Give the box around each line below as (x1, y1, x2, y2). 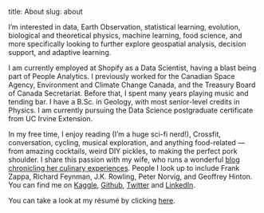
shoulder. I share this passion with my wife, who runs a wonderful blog (8, 155, 241, 164)
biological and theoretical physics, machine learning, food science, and (8, 31, 242, 40)
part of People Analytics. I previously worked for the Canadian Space (8, 72, 235, 81)
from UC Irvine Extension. (8, 114, 93, 123)
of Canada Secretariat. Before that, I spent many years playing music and (8, 89, 249, 98)
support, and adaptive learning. (8, 48, 112, 57)
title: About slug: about (8, 7, 83, 16)
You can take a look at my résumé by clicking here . (8, 195, 175, 205)
